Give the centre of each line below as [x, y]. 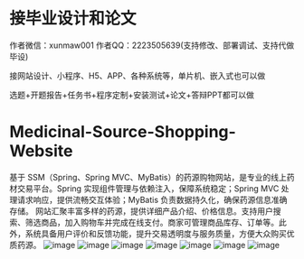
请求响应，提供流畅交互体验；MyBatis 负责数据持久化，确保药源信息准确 [152, 199]
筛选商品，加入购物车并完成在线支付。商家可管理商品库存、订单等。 [152, 222]
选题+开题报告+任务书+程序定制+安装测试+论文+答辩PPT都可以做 [132, 95]
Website [41, 151]
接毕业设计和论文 [73, 18]
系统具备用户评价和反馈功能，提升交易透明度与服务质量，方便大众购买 [156, 233]
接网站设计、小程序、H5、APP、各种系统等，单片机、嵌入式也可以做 [138, 75]
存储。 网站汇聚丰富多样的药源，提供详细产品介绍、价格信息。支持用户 [141, 211]
